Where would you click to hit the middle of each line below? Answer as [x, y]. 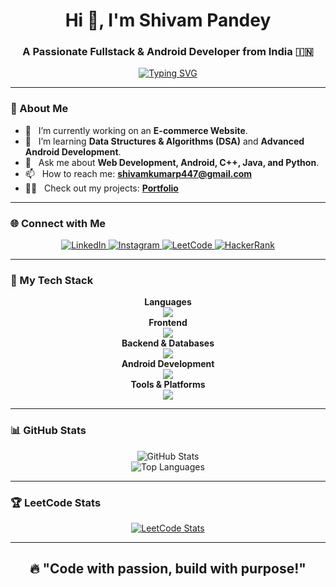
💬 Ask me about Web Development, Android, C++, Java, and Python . [172, 162]
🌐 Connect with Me [58, 223]
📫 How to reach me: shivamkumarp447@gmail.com [138, 173]
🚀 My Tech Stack [52, 280]
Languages [168, 302]
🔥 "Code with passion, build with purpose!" [168, 569]
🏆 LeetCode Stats [56, 502]
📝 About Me [39, 109]
